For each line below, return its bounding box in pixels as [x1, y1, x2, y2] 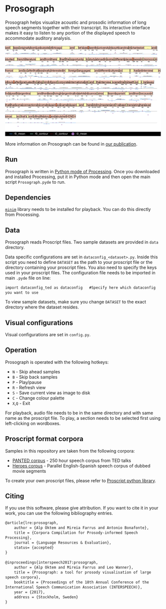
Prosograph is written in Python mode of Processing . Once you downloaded [5, 168, 160, 174]
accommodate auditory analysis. [5, 35, 72, 41]
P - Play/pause [12, 379, 42, 385]
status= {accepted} [14, 545, 54, 550]
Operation [5, 346, 37, 355]
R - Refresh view [12, 384, 46, 390]
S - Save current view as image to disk [12, 390, 90, 396]
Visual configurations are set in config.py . [5, 332, 91, 338]
